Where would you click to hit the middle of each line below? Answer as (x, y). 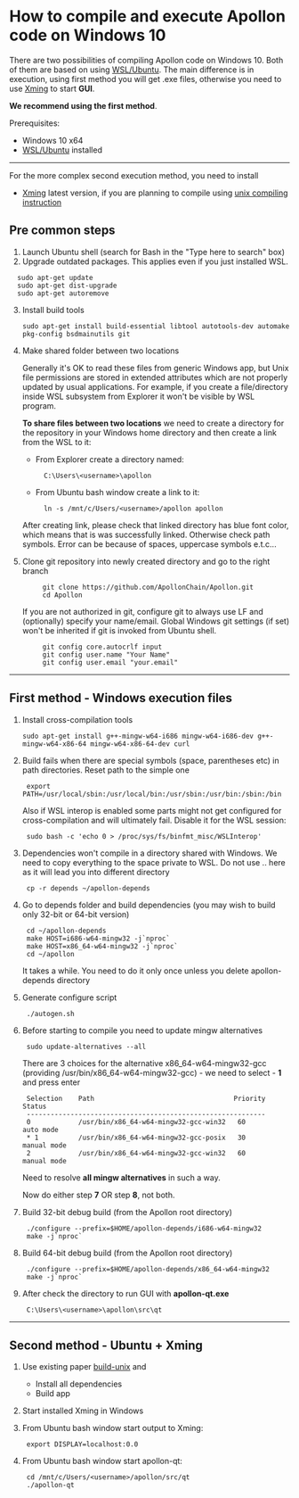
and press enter (51, 1082)
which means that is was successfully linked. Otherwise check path (146, 534)
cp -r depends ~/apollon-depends (88, 888)
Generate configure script (69, 997)
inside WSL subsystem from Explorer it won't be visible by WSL (138, 396)
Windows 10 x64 (53, 140)
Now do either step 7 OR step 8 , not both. (98, 1195)
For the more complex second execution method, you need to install (134, 175)
